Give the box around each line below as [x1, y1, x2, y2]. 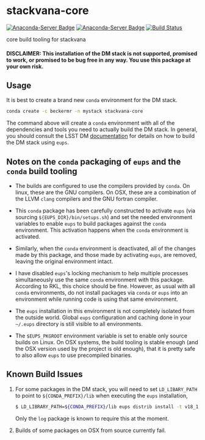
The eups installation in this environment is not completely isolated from [15, 308, 195, 315]
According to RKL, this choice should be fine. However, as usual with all [15, 283, 195, 290]
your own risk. [6, 62, 44, 70]
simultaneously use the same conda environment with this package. [15, 276, 184, 284]
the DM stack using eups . [6, 139, 69, 146]
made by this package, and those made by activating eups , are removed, [15, 251, 197, 259]
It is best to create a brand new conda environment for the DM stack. [6, 96, 178, 104]
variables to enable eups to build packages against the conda [15, 220, 167, 228]
